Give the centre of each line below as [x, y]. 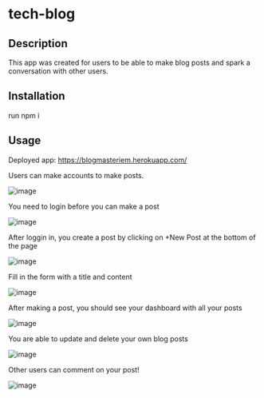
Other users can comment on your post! [74, 369]
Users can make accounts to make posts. [76, 175]
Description [38, 44]
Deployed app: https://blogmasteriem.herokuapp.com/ [98, 160]
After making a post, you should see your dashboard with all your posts [125, 308]
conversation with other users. [59, 71]
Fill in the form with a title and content [71, 277]
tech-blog [42, 14]
